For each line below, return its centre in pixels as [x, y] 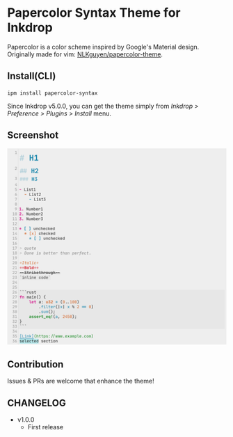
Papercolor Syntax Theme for [94, 13]
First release [46, 427]
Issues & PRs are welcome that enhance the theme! [81, 381]
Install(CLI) [32, 76]
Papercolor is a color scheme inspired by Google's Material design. [103, 47]
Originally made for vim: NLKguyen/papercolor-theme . [85, 54]
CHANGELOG [37, 403]
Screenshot [33, 135]
